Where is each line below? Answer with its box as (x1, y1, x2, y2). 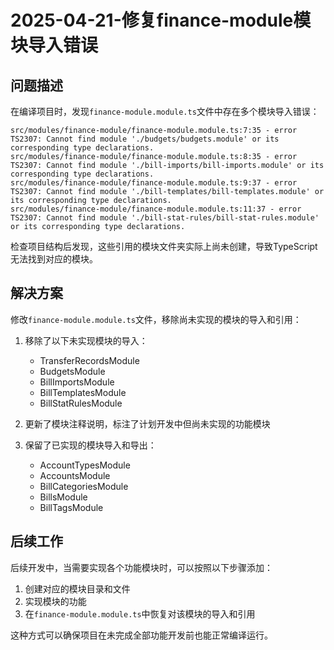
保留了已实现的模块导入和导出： (24, 439, 157, 451)
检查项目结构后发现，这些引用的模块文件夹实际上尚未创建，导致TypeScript (10, 241, 318, 252)
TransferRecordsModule (39, 354, 140, 366)
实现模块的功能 (24, 595, 87, 607)
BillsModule (39, 491, 88, 503)
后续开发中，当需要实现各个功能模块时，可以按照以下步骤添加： (10, 561, 273, 573)
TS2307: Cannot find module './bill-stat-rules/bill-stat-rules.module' (10, 213, 320, 223)
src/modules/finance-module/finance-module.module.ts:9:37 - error (10, 178, 298, 188)
